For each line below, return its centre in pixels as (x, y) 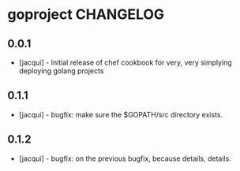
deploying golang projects (61, 71)
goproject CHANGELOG (86, 15)
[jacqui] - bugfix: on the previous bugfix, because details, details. (125, 158)
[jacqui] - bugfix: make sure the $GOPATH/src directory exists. (120, 114)
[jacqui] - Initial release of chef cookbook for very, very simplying (125, 62)
